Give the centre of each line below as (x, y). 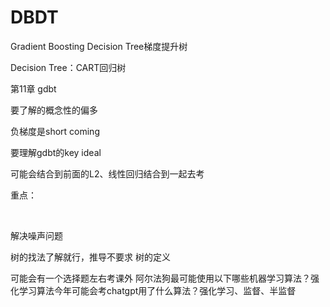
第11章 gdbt (33, 88)
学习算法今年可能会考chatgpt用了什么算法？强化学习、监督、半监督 (157, 290)
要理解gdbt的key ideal (56, 152)
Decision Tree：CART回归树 (68, 67)
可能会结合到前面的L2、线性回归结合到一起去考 (107, 173)
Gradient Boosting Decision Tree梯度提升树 (99, 46)
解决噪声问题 (36, 235)
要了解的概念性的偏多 (54, 110)
